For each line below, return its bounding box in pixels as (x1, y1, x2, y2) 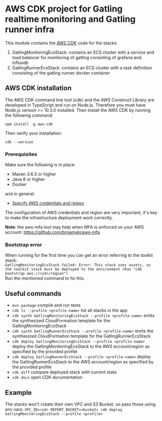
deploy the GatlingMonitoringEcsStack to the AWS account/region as (12, 343, 150, 349)
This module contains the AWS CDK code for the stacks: (5, 40, 118, 46)
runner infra (5, 24, 54, 35)
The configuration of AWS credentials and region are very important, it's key (5, 210, 158, 216)
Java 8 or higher (12, 176, 45, 182)
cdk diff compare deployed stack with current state (12, 369, 117, 375)
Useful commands (5, 289, 62, 297)
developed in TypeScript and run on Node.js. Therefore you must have (5, 102, 146, 108)
